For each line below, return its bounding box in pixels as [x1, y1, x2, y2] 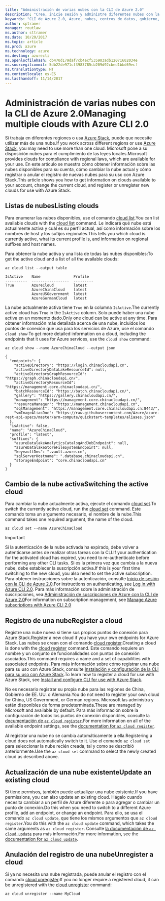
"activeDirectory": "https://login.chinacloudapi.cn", [14, 363, 129, 368]
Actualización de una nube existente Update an [5, 768, 152, 776]
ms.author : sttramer [5, 30, 48, 35]
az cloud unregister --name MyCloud [5, 891, 80, 896]
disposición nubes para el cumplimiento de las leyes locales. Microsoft [5, 150, 147, 156]
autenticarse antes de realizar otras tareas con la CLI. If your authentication [5, 550, 157, 556]
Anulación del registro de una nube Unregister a [5, 851, 154, 859]
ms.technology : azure [5, 48, 50, 53]
